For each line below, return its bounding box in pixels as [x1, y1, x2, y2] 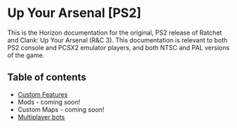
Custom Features [17, 90, 69, 98]
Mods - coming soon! [17, 98, 81, 106]
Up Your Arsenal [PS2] [7, 5, 141, 21]
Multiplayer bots [17, 112, 65, 121]
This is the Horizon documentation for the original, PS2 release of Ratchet [7, 28, 222, 37]
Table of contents [7, 71, 86, 83]
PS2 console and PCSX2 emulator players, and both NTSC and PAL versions [7, 43, 230, 52]
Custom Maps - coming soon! [17, 105, 105, 114]
